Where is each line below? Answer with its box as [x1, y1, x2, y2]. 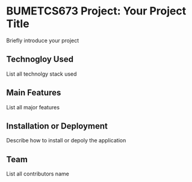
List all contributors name [6, 170, 69, 178]
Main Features [6, 88, 61, 98]
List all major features [6, 103, 60, 111]
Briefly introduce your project [6, 37, 79, 44]
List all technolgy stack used [6, 70, 77, 77]
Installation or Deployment [6, 121, 108, 131]
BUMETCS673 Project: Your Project [6, 4, 187, 18]
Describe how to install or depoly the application [6, 137, 126, 144]
